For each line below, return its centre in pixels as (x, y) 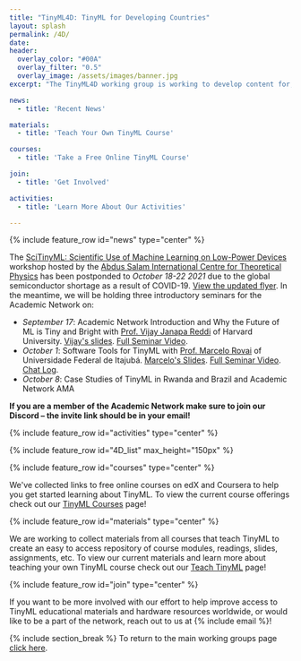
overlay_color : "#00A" (60, 59)
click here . (29, 648)
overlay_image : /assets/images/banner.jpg (98, 76)
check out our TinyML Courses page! (78, 504)
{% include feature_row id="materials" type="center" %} (114, 521)
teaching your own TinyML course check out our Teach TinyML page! (138, 567)
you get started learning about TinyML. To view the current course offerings (150, 494)
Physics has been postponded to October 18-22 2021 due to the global (140, 276)
